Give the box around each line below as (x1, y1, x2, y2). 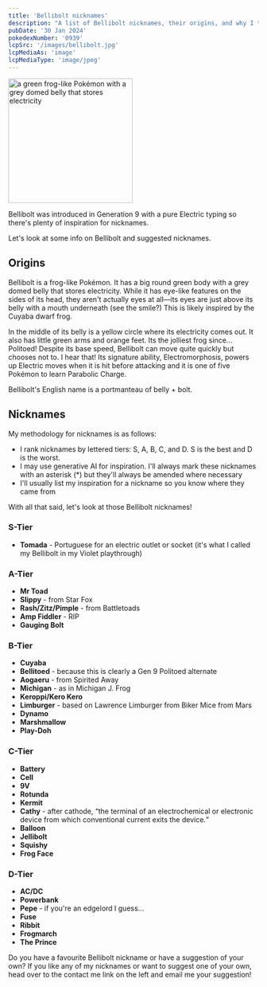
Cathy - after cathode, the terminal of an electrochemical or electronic (19, 806, 254, 816)
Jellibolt (19, 832, 48, 841)
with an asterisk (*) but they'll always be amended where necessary (19, 469, 242, 479)
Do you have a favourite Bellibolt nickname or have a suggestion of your (8, 953, 244, 962)
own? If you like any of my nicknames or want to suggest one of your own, (8, 961, 252, 970)
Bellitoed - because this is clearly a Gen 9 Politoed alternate (19, 667, 218, 676)
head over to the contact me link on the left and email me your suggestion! (8, 969, 252, 979)
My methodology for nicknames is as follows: (8, 429, 157, 438)
